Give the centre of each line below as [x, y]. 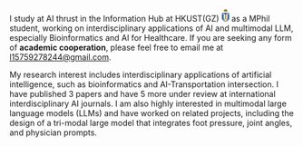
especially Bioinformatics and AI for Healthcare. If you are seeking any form [151, 37]
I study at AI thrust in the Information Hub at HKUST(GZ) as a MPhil [140, 18]
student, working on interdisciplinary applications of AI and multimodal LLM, [151, 28]
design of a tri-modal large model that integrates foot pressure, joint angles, [151, 122]
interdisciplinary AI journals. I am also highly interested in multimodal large [148, 103]
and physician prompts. [54, 132]
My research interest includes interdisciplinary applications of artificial [141, 74]
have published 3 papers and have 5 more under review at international [143, 93]
